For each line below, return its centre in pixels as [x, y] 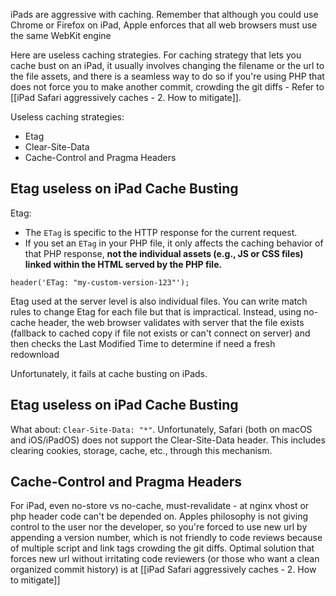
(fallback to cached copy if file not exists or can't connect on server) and [160, 333]
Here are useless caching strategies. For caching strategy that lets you [156, 55]
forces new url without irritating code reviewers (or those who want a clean [165, 559]
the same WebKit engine [61, 35]
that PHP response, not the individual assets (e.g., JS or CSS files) [164, 253]
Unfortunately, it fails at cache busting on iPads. [109, 373]
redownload [35, 354]
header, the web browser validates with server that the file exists [171, 322]
